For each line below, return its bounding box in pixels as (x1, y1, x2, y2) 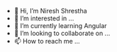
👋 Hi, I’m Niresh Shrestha (13, 7, 87, 15)
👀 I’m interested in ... (13, 14, 74, 22)
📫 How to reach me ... (13, 37, 80, 45)
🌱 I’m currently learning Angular (13, 22, 108, 30)
